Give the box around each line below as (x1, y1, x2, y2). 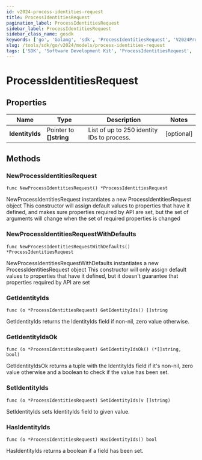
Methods (6, 154, 41, 164)
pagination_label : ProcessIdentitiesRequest (6, 20, 120, 26)
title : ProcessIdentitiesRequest (6, 14, 90, 20)
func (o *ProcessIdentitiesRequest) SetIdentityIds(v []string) (6, 397, 171, 403)
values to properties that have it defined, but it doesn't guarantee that (6, 272, 179, 280)
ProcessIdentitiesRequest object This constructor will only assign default (6, 266, 187, 273)
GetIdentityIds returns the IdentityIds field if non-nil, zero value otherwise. (6, 318, 189, 325)
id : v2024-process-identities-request (6, 8, 103, 15)
